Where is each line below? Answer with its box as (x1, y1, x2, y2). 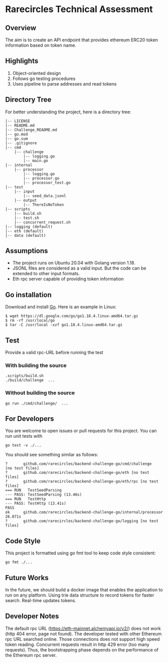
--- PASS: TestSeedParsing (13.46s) (5, 492, 82, 498)
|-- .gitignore (5, 140, 37, 145)
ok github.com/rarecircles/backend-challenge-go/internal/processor (5, 510, 163, 515)
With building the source (5, 362, 67, 369)
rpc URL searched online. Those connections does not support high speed (5, 636, 160, 642)
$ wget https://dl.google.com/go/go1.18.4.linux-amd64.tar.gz (5, 313, 138, 319)
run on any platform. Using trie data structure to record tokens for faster (5, 592, 154, 598)
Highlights (5, 57, 39, 65)
